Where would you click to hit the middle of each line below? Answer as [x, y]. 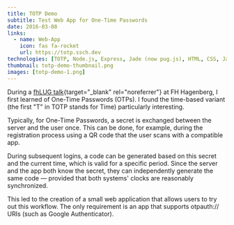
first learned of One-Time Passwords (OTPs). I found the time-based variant [116, 99]
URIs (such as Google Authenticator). [61, 214]
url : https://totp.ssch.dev [60, 53]
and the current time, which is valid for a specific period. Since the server [112, 163]
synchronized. [28, 185]
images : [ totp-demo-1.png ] [46, 72]
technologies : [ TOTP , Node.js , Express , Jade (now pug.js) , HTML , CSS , [113, 59]
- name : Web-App [37, 40]
